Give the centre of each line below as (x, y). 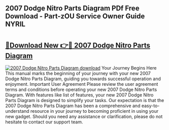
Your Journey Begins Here (129, 68)
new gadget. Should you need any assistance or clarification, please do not (84, 117)
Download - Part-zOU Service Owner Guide (75, 17)
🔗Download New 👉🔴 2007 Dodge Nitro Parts (78, 45)
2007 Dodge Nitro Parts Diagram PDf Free (72, 8)
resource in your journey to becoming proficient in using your (94, 111)
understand (17, 111)
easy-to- (150, 106)
